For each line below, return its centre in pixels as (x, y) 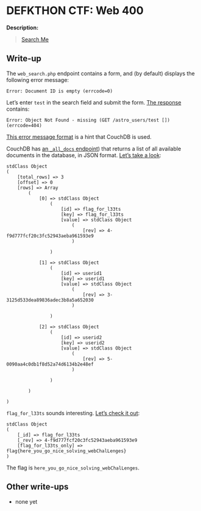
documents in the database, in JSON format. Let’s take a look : (84, 155)
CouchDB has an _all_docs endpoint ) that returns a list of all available (94, 149)
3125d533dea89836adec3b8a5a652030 (50, 300)
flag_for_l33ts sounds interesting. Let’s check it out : (73, 413)
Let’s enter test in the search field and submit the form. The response (94, 102)
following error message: (37, 79)
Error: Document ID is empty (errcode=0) (60, 91)
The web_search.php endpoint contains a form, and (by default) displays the (100, 73)
